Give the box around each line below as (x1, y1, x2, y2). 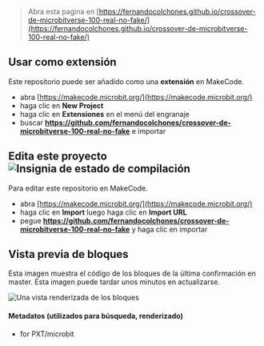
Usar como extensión (8, 55, 118, 69)
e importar (131, 126, 166, 135)
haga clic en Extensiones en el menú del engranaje (19, 109, 190, 119)
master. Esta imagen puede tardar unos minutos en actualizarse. (8, 277, 220, 287)
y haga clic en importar (131, 224, 208, 234)
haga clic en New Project (19, 100, 104, 111)
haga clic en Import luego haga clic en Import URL (19, 207, 187, 217)
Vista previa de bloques (8, 247, 130, 261)
